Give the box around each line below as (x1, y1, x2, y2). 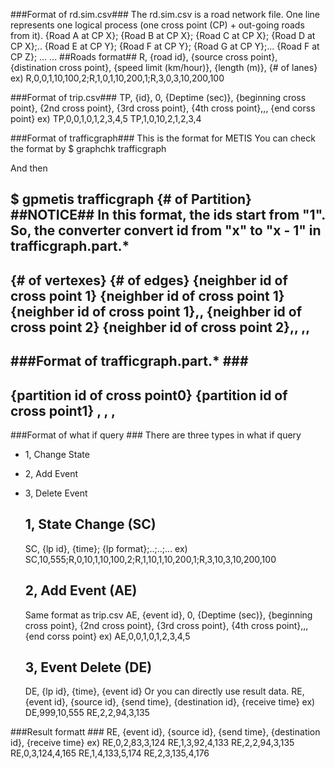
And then (10, 162, 48, 174)
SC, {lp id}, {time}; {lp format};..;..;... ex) (24, 542, 188, 554)
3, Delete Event (24, 487, 88, 499)
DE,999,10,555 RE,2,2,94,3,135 (24, 707, 150, 719)
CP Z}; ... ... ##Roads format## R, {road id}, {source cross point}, (10, 51, 278, 63)
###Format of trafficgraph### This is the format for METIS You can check (10, 132, 316, 144)
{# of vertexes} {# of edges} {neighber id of (10, 272, 288, 289)
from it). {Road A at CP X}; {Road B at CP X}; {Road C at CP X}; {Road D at (10, 30, 316, 41)
